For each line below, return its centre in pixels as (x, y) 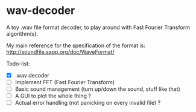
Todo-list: (18, 64)
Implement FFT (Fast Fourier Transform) (65, 82)
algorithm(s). (22, 33)
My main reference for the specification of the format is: (76, 45)
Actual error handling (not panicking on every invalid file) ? (88, 103)
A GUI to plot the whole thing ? (53, 96)
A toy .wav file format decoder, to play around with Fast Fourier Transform (98, 27)
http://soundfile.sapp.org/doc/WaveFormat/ (60, 51)
